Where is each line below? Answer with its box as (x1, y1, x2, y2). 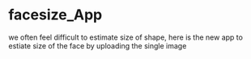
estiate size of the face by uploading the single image (8, 40, 187, 50)
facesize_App (8, 6, 103, 24)
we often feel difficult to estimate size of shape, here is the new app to (8, 32, 243, 42)
